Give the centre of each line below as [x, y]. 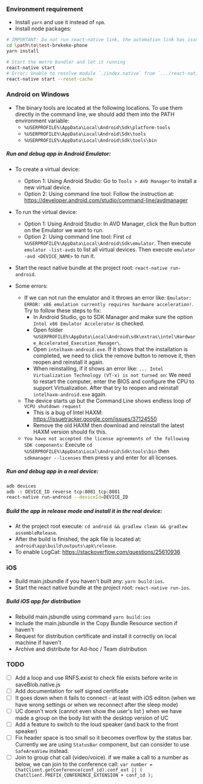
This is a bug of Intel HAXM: [68, 412]
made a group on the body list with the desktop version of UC [92, 718]
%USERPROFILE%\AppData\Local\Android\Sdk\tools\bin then [97, 451]
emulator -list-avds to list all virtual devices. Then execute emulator [110, 249]
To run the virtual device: [46, 212]
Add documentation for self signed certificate [72, 691]
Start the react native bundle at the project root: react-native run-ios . [103, 588]
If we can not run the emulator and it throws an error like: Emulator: [108, 297]
